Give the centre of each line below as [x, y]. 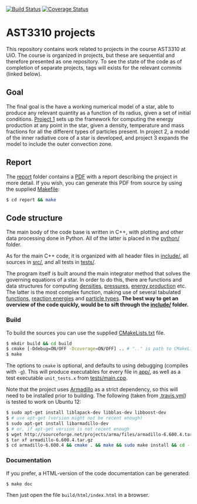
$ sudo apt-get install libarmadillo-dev [57, 423]
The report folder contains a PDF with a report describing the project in [92, 177]
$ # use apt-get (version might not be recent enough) [74, 418]
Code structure [34, 218]
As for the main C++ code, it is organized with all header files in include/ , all [97, 256]
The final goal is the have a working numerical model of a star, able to [90, 106]
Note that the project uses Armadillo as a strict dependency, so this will [92, 390]
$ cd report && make [31, 199]
